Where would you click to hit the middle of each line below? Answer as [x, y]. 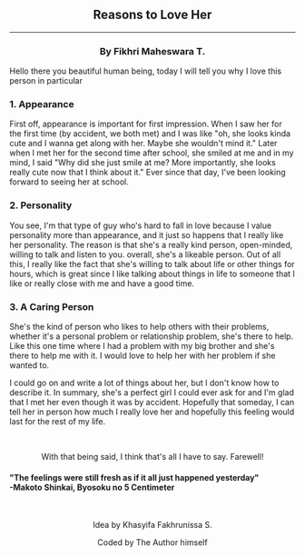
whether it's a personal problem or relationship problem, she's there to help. [152, 336]
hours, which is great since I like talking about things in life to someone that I [152, 274]
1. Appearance [42, 104]
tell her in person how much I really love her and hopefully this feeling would [152, 412]
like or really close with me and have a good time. [102, 283]
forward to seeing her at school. [69, 182]
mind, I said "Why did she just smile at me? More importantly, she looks [143, 163]
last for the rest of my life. [58, 421]
